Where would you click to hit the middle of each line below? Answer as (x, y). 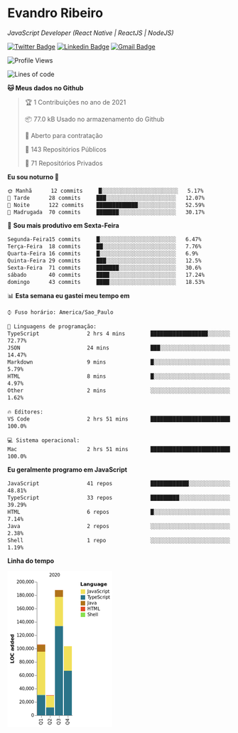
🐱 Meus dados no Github (45, 88)
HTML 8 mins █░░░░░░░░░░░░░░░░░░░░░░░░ (119, 376)
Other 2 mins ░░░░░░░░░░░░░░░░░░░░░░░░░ (119, 390)
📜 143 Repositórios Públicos (65, 149)
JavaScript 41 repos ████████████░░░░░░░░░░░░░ (119, 483)
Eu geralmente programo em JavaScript (67, 469)
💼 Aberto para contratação (64, 135)
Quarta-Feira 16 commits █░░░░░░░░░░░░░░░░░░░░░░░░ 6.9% (103, 253)
